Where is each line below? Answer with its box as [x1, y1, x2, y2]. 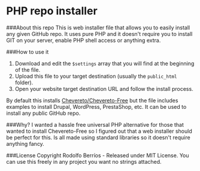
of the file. [14, 66, 41, 73]
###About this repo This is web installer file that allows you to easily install [6, 24, 190, 31]
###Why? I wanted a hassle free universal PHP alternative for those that [6, 121, 184, 128]
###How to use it [6, 48, 49, 55]
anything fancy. [6, 140, 45, 147]
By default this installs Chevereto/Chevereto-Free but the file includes [6, 97, 178, 104]
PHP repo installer [6, 4, 98, 18]
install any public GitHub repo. [6, 109, 81, 117]
